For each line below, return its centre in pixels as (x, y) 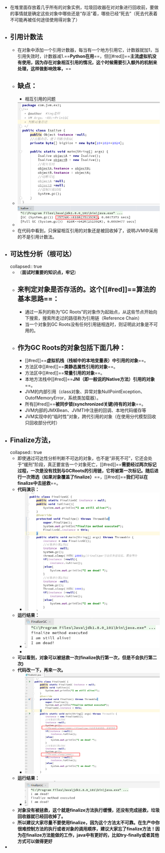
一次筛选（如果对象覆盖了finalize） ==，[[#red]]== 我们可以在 (85, 477)
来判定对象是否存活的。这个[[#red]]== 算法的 (86, 290)
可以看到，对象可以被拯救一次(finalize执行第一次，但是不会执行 (83, 657)
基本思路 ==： (38, 299)
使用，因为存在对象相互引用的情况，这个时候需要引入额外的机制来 (89, 62)
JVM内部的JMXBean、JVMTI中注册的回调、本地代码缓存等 (85, 411)
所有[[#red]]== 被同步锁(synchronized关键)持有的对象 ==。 (85, 404)
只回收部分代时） (42, 423)
